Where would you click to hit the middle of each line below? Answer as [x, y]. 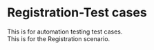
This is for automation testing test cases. [65, 32]
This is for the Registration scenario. [59, 38]
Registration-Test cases [77, 13]
